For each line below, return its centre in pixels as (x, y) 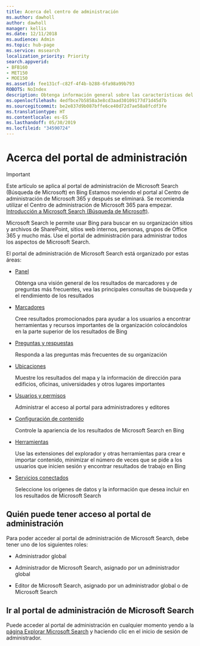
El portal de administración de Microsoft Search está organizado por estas (98, 253)
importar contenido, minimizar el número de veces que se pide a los (99, 460)
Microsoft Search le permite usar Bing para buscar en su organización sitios (99, 223)
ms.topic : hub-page (30, 45)
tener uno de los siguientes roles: (47, 545)
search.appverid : (28, 61)
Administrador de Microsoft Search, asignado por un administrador (97, 567)
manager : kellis (26, 28)
